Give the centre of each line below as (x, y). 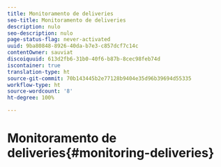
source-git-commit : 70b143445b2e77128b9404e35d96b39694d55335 (99, 78)
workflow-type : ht (34, 85)
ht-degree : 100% (31, 98)
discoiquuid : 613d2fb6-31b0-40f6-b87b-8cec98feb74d (84, 59)
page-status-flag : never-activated (59, 40)
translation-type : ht (39, 72)
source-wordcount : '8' (40, 91)
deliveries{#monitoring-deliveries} (111, 153)
